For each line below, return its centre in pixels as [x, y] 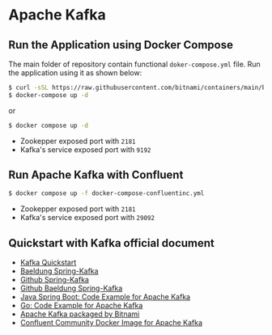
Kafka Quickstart [48, 263]
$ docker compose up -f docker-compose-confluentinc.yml [106, 193]
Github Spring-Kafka [54, 280]
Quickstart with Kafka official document [111, 243]
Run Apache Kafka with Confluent [96, 175]
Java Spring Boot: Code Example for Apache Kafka [105, 297]
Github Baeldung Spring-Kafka [71, 288]
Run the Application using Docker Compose [121, 45]
